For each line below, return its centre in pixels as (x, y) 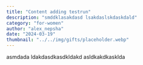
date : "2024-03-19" (31, 34)
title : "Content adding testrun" (49, 12)
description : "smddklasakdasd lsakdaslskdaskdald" (72, 17)
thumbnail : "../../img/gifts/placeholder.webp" (68, 40)
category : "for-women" (35, 23)
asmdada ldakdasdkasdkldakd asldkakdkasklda (66, 57)
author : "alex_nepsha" (35, 29)
